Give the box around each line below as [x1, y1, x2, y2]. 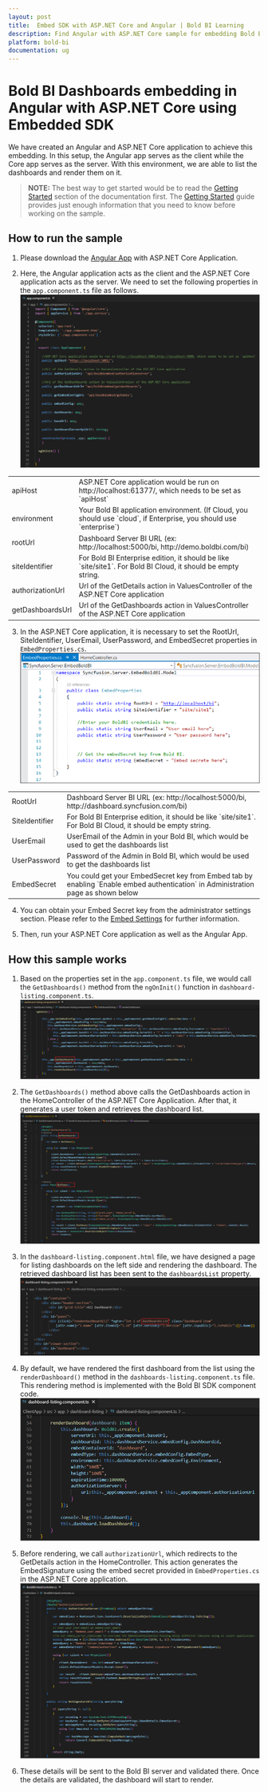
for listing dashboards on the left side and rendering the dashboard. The [19, 1260, 258, 1270]
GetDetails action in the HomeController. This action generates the [19, 1557, 238, 1567]
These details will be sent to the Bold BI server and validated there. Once [19, 1766, 259, 1776]
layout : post [8, 13, 52, 21]
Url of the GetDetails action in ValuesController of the [78, 581, 253, 591]
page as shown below [66, 887, 139, 898]
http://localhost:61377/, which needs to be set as [78, 486, 242, 495]
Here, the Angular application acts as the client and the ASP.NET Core [19, 268, 250, 278]
